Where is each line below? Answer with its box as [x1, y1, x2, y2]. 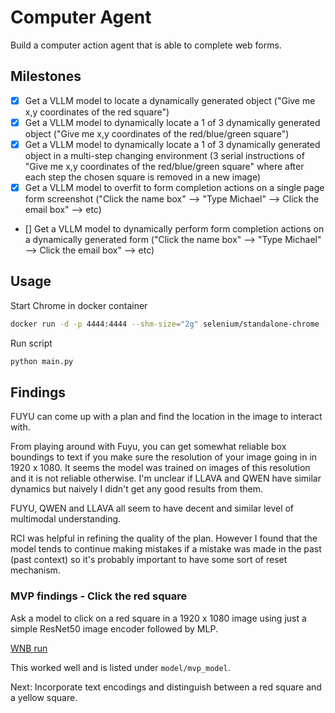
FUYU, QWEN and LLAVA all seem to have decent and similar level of [10, 502, 295, 515]
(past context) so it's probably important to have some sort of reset [10, 554, 288, 566]
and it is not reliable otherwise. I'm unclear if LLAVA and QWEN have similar [10, 472, 322, 485]
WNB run [10, 642, 48, 654]
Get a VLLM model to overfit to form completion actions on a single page [24, 181, 325, 193]
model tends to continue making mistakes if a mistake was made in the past [10, 543, 322, 555]
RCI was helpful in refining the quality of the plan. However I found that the [10, 532, 318, 545]
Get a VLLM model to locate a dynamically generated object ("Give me [24, 94, 316, 106]
